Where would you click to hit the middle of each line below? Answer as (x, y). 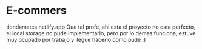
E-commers (36, 10)
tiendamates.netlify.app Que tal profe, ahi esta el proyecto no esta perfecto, (101, 27)
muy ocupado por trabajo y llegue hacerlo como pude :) (76, 39)
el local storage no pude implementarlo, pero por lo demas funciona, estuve (101, 33)
